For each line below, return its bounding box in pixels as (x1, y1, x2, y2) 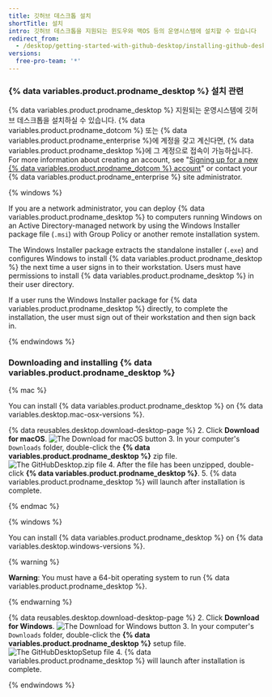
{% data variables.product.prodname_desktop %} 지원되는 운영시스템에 (8, 105, 243, 115)
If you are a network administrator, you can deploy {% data (8, 203, 205, 213)
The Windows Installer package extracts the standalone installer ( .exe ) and (8, 245, 259, 255)
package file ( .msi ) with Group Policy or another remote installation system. (8, 229, 261, 239)
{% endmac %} (8, 502, 60, 511)
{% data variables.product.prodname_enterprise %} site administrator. (8, 172, 243, 182)
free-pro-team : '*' (15, 58, 82, 66)
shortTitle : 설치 (8, 19, 63, 28)
